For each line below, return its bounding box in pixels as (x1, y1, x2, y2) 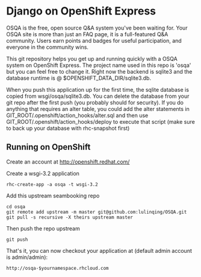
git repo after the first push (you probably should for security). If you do (6, 98, 184, 106)
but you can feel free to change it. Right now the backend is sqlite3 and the (6, 68, 193, 75)
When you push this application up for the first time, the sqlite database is (6, 86, 190, 93)
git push (6, 237, 28, 243)
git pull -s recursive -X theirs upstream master (6, 214, 134, 220)
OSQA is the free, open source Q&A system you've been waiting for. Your (6, 24, 188, 31)
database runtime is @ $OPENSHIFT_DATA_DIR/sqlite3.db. (6, 74, 152, 81)
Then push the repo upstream (6, 224, 80, 232)
